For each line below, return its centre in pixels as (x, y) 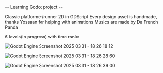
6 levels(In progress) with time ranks (42, 37)
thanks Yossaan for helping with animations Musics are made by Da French (81, 22)
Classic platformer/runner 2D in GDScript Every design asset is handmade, (81, 17)
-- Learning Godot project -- (34, 7)
